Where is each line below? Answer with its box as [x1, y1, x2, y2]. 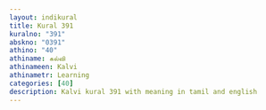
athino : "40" [9, 46, 58, 55]
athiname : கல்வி [9, 54, 66, 63]
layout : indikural [9, 12, 78, 22]
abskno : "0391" [9, 37, 66, 47]
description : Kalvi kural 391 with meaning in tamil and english [9, 87, 257, 96]
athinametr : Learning [9, 71, 90, 80]
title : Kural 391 [9, 21, 74, 30]
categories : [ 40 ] [9, 79, 74, 88]
